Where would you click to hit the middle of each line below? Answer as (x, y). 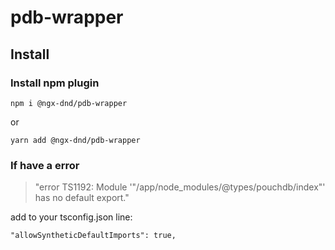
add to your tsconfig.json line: (71, 217)
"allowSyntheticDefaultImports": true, (93, 236)
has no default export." (82, 198)
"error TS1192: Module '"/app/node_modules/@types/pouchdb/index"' (180, 187)
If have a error (45, 165)
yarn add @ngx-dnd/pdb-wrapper (75, 140)
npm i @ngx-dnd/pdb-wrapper (69, 103)
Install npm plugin (55, 83)
